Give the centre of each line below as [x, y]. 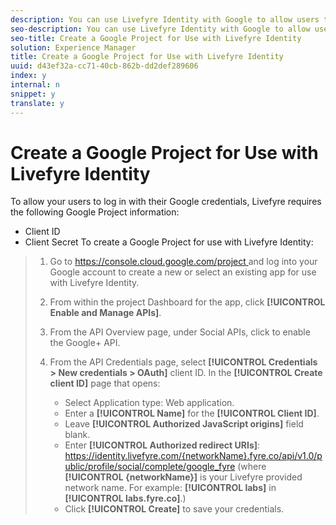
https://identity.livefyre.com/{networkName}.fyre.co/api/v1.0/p [193, 456]
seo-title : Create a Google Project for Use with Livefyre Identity [156, 38]
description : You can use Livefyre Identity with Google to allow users [165, 19]
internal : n [35, 85]
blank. [77, 435]
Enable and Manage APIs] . [105, 313]
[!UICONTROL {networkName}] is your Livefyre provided [183, 477]
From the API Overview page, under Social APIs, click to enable [180, 332]
